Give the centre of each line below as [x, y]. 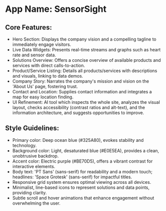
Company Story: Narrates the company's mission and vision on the [81, 81]
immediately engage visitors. [42, 44]
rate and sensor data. [34, 55]
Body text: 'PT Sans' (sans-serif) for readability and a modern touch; [82, 171]
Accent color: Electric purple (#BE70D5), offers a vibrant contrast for [82, 161]
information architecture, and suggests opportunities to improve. [78, 113]
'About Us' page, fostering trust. [45, 86]
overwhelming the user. [36, 203]
